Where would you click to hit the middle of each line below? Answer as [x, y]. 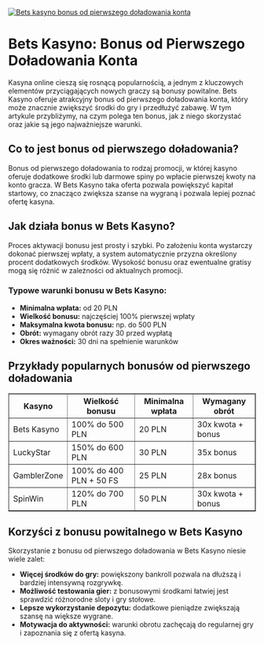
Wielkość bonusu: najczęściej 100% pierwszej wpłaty [107, 316]
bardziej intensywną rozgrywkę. [71, 583]
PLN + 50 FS [95, 480]
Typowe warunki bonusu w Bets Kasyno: [88, 291]
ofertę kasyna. [31, 202]
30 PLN [153, 452]
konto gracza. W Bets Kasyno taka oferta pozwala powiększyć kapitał [121, 184]
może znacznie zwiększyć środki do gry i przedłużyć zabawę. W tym [120, 107]
